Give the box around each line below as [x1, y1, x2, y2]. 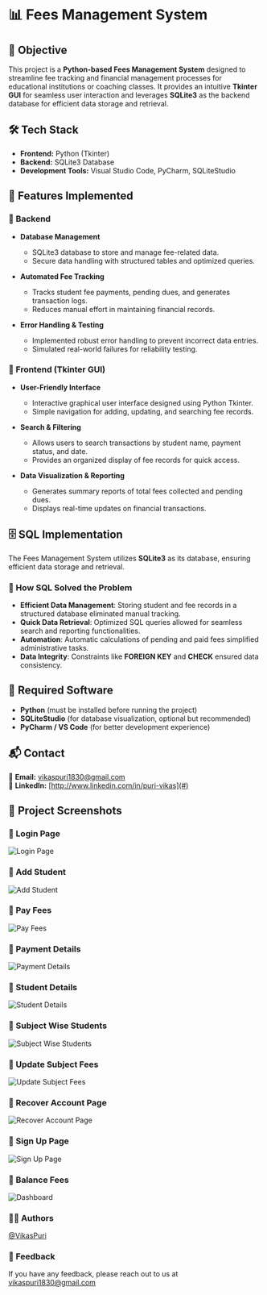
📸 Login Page [8, 827, 60, 839]
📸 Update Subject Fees [8, 1059, 99, 1070]
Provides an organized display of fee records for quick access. [31, 455, 240, 464]
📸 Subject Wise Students [8, 1020, 107, 1031]
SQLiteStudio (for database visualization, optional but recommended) [19, 714, 252, 723]
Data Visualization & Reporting [19, 470, 125, 480]
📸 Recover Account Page [8, 1097, 107, 1108]
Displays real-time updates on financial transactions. [31, 503, 207, 513]
